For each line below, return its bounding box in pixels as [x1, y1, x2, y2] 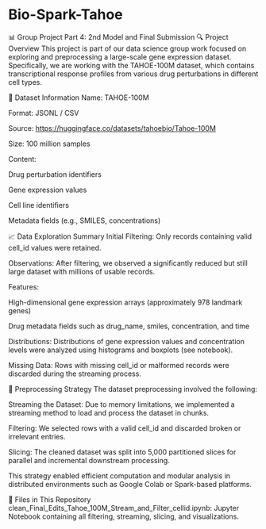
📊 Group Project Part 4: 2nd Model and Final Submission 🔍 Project [8, 32, 229, 41]
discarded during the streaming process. [8, 369, 141, 378]
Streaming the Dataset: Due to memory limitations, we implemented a [8, 399, 236, 409]
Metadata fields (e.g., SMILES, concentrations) [8, 216, 161, 225]
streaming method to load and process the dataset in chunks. [8, 408, 209, 417]
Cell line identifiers [8, 200, 70, 209]
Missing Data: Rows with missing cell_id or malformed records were [8, 360, 229, 370]
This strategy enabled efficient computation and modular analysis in [8, 470, 231, 481]
